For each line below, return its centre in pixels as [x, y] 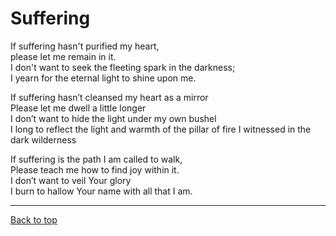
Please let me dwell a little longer [78, 108]
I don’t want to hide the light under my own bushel [113, 118]
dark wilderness [43, 139]
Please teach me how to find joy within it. [95, 169]
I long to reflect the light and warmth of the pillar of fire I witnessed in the [161, 129]
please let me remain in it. [63, 56]
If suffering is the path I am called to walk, [96, 159]
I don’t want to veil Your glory [71, 180]
